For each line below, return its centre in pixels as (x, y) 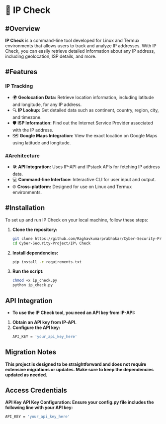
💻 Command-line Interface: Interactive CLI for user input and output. (84, 179)
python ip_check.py (33, 285)
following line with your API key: (39, 408)
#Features (21, 72)
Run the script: (28, 271)
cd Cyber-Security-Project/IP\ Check (51, 243)
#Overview (23, 29)
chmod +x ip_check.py (35, 281)
